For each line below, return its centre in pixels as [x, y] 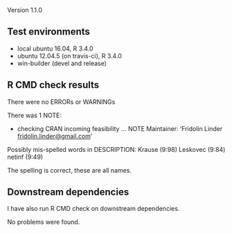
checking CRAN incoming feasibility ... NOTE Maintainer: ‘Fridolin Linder [120, 128]
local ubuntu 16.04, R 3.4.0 [55, 49]
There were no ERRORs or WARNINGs [61, 102]
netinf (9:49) [25, 157]
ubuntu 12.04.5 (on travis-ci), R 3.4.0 [70, 55]
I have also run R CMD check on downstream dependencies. [93, 209]
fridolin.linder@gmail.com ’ [54, 136]
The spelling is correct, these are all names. [69, 170]
